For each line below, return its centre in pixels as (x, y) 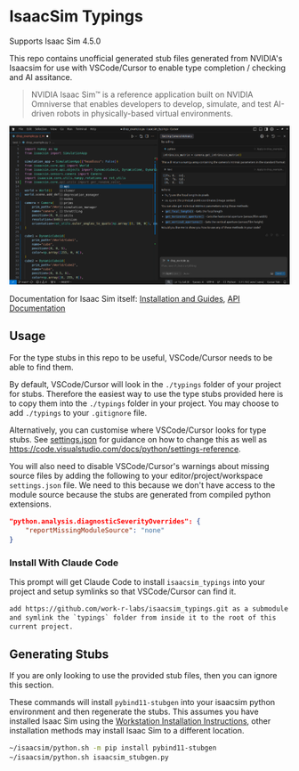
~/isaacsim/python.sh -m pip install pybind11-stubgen (113, 748)
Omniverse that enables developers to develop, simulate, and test (151, 103)
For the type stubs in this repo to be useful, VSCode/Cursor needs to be (141, 357)
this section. (32, 685)
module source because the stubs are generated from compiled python (140, 494)
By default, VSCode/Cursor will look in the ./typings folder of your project (145, 384)
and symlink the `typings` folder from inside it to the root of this (143, 618)
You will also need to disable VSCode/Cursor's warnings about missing (139, 466)
